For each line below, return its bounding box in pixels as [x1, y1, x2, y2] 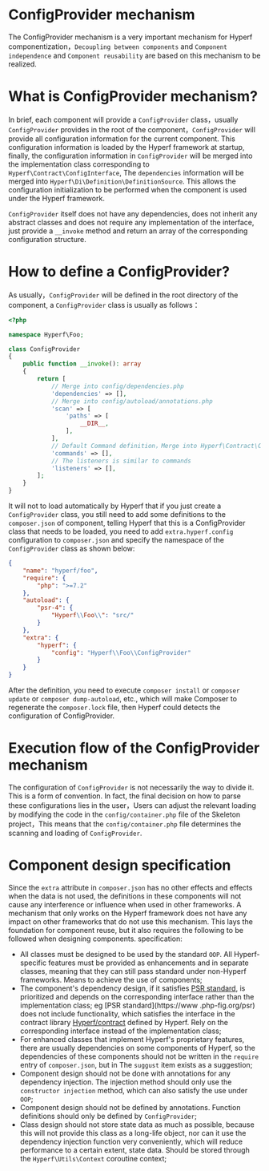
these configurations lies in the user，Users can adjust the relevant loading [8, 801, 256, 810]
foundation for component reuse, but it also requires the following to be [8, 925, 244, 935]
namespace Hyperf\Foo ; [8, 330, 84, 338]
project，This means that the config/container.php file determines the [8, 819, 242, 829]
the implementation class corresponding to [8, 159, 150, 169]
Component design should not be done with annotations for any [19, 1068, 231, 1078]
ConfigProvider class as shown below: [8, 543, 135, 554]
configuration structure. [8, 234, 86, 244]
